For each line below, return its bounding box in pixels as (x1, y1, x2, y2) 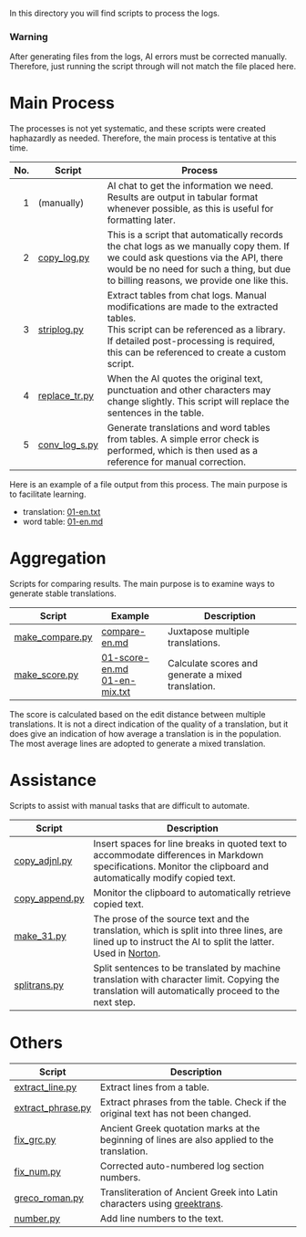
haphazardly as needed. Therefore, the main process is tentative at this (9, 132, 277, 144)
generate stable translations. (9, 588, 117, 599)
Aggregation (9, 548, 107, 569)
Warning (9, 30, 48, 43)
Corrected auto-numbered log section (99, 1159, 264, 1172)
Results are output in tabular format (107, 191, 259, 204)
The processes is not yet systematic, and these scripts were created (9, 123, 266, 134)
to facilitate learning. (9, 488, 87, 500)
